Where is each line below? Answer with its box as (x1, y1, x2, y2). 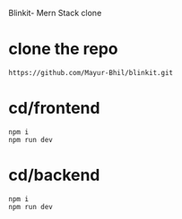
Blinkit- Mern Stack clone (8, 8, 102, 18)
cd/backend (8, 165, 100, 186)
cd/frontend (8, 98, 100, 119)
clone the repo (8, 39, 118, 59)
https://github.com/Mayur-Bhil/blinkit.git (8, 68, 174, 77)
